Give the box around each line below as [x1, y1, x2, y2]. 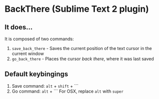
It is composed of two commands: [4, 36, 74, 42]
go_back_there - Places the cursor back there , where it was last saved [11, 56, 154, 62]
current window [11, 50, 44, 56]
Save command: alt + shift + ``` [11, 83, 79, 89]
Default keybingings [4, 70, 69, 78]
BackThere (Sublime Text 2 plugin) [4, 3, 149, 15]
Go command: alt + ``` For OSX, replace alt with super [11, 88, 124, 94]
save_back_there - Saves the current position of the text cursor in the [11, 46, 152, 51]
